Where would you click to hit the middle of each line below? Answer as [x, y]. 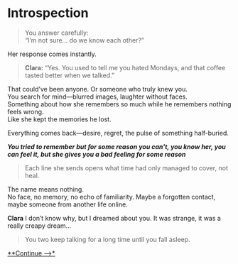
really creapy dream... [39, 226]
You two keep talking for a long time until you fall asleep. [107, 239]
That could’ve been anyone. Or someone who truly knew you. [98, 89]
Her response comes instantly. [52, 54]
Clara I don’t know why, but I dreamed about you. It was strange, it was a [114, 218]
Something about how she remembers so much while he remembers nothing [119, 104]
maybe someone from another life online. [67, 204]
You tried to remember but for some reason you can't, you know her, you [117, 146]
